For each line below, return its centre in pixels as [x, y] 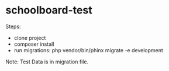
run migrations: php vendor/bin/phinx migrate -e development [88, 50]
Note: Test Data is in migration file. [47, 62]
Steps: [13, 26]
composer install [34, 44]
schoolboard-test [49, 10]
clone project [30, 38]
